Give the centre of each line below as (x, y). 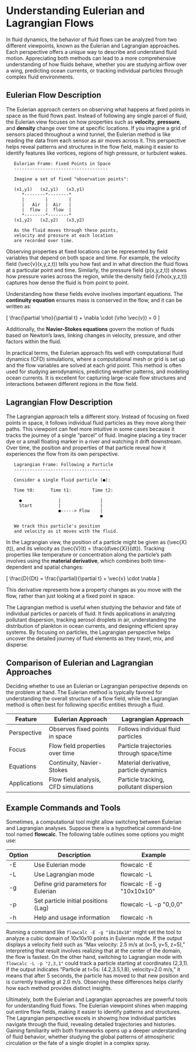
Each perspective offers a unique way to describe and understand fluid (91, 52)
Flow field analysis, (75, 780)
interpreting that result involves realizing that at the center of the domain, (94, 951)
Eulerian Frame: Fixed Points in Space (62, 163)
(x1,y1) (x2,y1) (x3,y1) (49, 189)
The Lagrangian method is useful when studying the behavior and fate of (94, 607)
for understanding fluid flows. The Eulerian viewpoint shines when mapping (97, 1006)
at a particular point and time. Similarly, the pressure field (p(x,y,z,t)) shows (97, 270)
